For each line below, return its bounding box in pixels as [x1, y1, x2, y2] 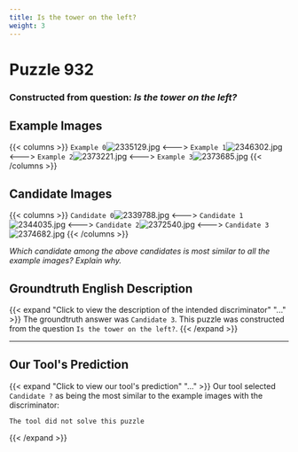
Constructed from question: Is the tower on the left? [9, 90, 238, 103]
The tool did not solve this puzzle [9, 417, 145, 425]
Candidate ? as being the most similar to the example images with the [9, 390, 263, 401]
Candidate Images [9, 186, 113, 201]
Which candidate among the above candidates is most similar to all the [9, 245, 271, 257]
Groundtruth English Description [9, 281, 193, 296]
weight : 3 [9, 21, 46, 30]
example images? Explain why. [9, 255, 122, 266]
